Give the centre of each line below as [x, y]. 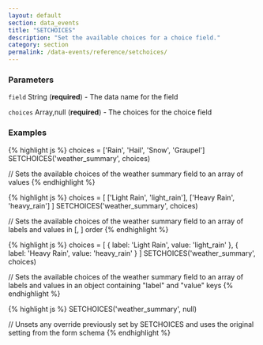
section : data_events [44, 23]
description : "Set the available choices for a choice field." [115, 37]
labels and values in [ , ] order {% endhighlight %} [88, 229]
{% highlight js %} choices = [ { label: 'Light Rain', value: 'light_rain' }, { [123, 245]
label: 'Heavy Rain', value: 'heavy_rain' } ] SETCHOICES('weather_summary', [132, 253]
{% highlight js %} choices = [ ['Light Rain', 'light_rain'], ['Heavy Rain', [122, 197]
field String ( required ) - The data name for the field [93, 97]
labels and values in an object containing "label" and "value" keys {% [121, 285]
